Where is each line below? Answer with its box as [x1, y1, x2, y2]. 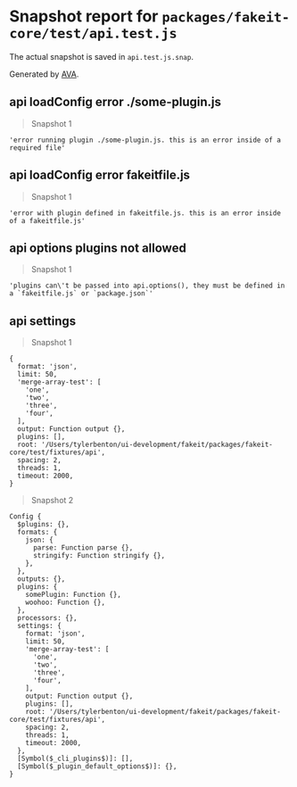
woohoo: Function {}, [25, 598, 105, 608]
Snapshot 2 [30, 495, 74, 506]
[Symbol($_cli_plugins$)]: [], [17, 754, 134, 764]
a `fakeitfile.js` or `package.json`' [9, 289, 153, 298]
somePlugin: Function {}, [25, 591, 122, 600]
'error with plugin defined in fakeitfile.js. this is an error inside [9, 208, 281, 218]
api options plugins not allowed [9, 240, 187, 255]
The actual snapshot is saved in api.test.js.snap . [9, 51, 194, 62]
